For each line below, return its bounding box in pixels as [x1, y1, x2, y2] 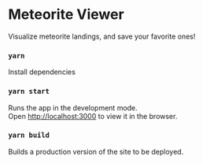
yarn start [8, 87, 50, 96]
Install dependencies [8, 67, 76, 76]
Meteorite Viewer [8, 6, 124, 24]
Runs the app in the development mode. [8, 102, 138, 112]
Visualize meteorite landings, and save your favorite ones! [8, 32, 196, 41]
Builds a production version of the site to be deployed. [8, 147, 184, 156]
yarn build [8, 131, 50, 140]
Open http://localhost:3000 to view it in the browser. [8, 111, 178, 121]
